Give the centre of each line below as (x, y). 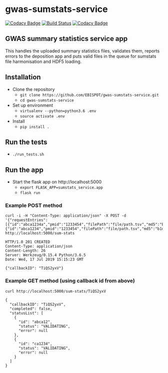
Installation (23, 77)
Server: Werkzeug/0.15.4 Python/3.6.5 (45, 255)
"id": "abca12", (35, 322)
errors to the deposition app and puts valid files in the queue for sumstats (81, 56)
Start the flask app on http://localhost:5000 (57, 182)
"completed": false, (31, 308)
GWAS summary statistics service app (66, 39)
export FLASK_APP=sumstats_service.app (61, 188)
